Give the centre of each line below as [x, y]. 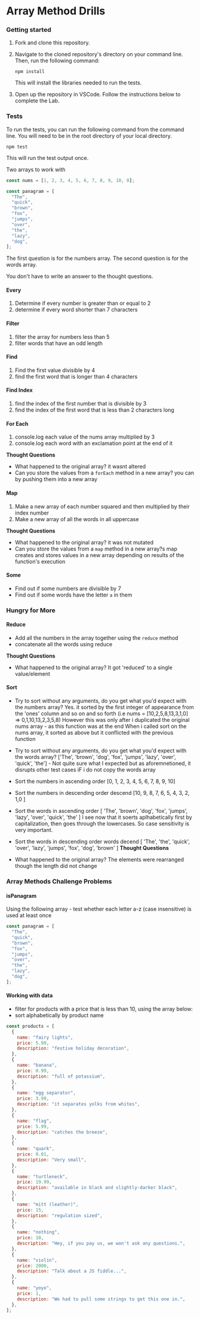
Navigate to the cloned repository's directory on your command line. [99, 55]
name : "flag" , [34, 1121]
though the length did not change [56, 866]
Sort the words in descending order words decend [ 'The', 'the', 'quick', [102, 842]
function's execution [40, 561]
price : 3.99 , [33, 1099]
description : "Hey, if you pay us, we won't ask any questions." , [101, 1244]
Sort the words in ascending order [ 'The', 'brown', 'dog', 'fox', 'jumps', [101, 811]
